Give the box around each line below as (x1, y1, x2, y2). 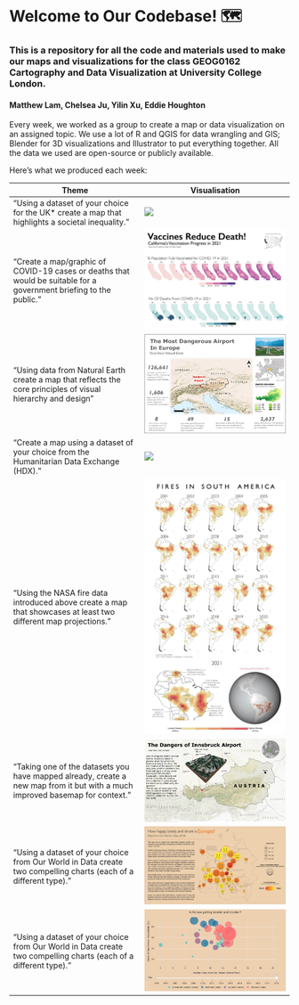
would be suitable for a (12, 274, 97, 285)
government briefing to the (12, 284, 111, 295)
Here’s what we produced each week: (9, 165, 148, 176)
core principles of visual (12, 384, 101, 395)
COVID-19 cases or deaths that (12, 266, 131, 276)
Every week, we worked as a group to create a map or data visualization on (9, 119, 285, 130)
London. (9, 78, 46, 90)
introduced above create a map (12, 597, 127, 608)
